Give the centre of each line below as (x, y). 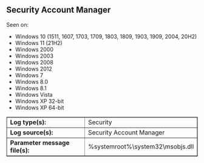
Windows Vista (34, 94)
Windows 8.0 (32, 81)
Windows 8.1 (31, 88)
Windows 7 (29, 75)
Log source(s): (32, 132)
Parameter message (40, 142)
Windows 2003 (34, 56)
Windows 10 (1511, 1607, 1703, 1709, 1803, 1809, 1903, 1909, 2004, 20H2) (106, 36)
